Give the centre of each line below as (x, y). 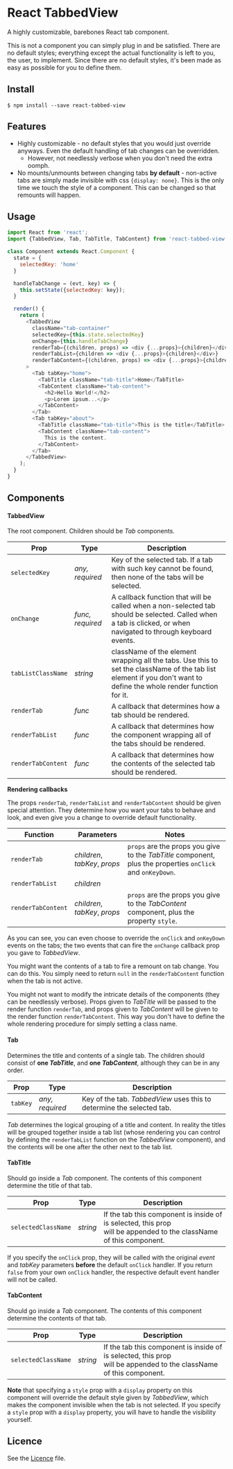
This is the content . (76, 438)
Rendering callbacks (37, 789)
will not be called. (32, 1279)
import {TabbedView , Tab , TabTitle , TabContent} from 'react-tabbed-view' (118, 239)
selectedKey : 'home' (49, 264)
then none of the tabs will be (158, 577)
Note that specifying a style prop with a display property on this (100, 1390)
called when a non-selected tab (164, 606)
